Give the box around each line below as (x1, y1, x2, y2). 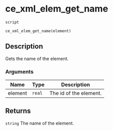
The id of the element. (49, 90, 102, 97)
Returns (5, 107, 31, 115)
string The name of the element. (5, 120, 74, 126)
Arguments (5, 68, 34, 75)
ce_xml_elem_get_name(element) (5, 28, 71, 33)
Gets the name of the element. (5, 55, 69, 61)
